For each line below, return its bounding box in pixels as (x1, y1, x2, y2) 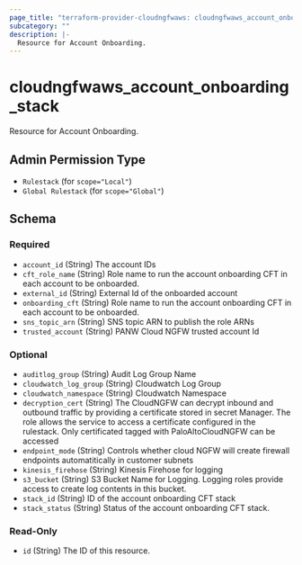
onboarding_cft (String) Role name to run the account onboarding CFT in (22, 297, 292, 308)
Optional (9, 348, 48, 361)
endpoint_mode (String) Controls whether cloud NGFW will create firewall (22, 444, 290, 455)
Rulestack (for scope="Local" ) (22, 176, 132, 186)
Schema (9, 211, 57, 227)
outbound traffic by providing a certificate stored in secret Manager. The (22, 407, 291, 417)
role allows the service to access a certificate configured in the (22, 416, 256, 427)
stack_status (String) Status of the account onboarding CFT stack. (22, 502, 270, 513)
